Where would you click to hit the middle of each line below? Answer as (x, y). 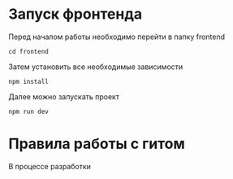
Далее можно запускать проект (64, 96)
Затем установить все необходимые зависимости (96, 67)
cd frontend (28, 51)
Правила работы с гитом (97, 144)
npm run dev (28, 111)
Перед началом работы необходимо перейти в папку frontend (117, 37)
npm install (28, 81)
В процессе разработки (50, 166)
